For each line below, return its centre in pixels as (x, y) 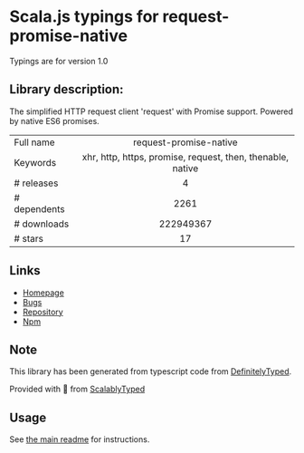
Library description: (66, 89)
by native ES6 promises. (54, 120)
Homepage (43, 293)
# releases (36, 183)
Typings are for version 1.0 (59, 61)
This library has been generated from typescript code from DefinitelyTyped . (151, 371)
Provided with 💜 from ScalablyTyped (77, 389)
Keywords (35, 162)
